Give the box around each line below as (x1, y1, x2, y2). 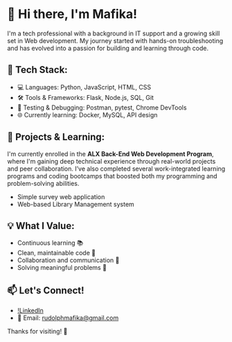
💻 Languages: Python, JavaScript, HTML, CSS (17, 83, 151, 91)
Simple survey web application (17, 192, 105, 200)
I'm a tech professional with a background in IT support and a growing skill (7, 29, 220, 37)
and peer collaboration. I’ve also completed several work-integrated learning (7, 164, 226, 173)
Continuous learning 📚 (17, 239, 84, 247)
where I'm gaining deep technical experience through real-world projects (7, 157, 216, 165)
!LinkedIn (17, 307, 44, 315)
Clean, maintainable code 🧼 (17, 249, 96, 257)
